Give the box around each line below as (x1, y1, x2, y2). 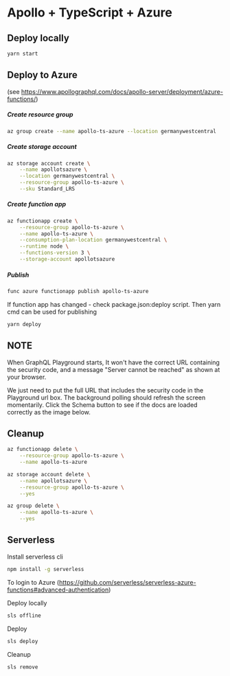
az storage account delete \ (7, 471, 91, 478)
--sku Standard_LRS (19, 185, 76, 192)
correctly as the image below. (7, 408, 91, 416)
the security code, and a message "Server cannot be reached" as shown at (7, 365, 220, 373)
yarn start (7, 50, 38, 57)
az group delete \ (7, 502, 60, 509)
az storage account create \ (7, 160, 91, 167)
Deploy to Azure (7, 69, 78, 81)
